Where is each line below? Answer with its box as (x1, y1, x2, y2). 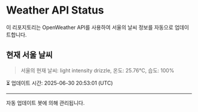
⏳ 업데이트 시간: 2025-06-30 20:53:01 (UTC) (6, 79, 113, 86)
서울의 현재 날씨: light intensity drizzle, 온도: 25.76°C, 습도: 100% (20, 67, 175, 74)
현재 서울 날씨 (6, 50, 53, 60)
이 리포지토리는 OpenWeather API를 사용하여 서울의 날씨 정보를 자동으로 (6, 24, 174, 31)
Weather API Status (6, 4, 104, 17)
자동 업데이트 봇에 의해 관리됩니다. (6, 99, 85, 106)
